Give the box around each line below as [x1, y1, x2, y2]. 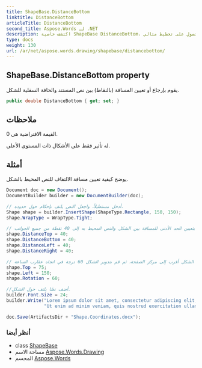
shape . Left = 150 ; [6, 270, 52, 276]
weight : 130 [6, 43, 36, 49]
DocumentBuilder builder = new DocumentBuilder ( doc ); [6, 192, 144, 198]
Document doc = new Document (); [6, 187, 87, 193]
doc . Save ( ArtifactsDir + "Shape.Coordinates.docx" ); [6, 314, 141, 320]
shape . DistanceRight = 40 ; [6, 248, 74, 254]
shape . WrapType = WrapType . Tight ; [6, 215, 93, 221]
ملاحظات [6, 114, 37, 124]
